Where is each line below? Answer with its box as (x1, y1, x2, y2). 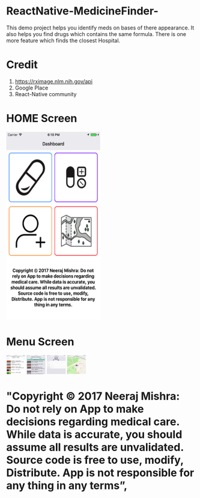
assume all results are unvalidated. (6, 440, 184, 454)
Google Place (14, 84, 49, 91)
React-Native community (14, 90, 77, 97)
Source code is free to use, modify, (6, 453, 184, 467)
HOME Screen (6, 112, 77, 126)
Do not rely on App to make (6, 402, 144, 416)
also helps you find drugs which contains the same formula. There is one (6, 30, 186, 37)
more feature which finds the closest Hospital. (6, 37, 121, 44)
